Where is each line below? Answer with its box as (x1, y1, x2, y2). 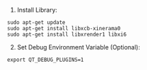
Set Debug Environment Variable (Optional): (16, 43, 140, 51)
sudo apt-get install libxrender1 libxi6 (7, 31, 127, 38)
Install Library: (16, 6, 57, 14)
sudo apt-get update (7, 19, 66, 26)
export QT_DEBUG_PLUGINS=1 (7, 56, 84, 63)
